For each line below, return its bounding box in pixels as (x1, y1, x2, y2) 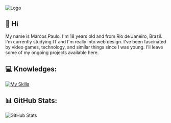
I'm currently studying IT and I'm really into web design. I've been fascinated (5, 38, 166, 44)
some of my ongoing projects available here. (5, 49, 99, 56)
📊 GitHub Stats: (5, 96, 58, 105)
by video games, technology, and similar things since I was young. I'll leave (5, 44, 163, 50)
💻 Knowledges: (5, 65, 57, 73)
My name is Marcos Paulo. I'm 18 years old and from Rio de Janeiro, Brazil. (5, 33, 162, 39)
